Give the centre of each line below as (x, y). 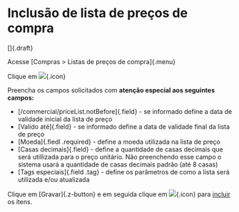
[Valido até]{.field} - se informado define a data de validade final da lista (124, 127)
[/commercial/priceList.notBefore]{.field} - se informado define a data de (125, 111)
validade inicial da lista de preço (65, 119)
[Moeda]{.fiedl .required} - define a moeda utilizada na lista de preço (119, 142)
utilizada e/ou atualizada (54, 179)
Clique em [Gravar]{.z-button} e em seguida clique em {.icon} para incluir (119, 194)
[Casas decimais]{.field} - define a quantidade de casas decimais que (120, 149)
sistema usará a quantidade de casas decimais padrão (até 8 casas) (118, 164)
